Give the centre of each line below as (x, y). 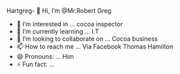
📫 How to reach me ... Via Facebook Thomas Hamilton (95, 46)
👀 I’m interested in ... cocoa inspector (70, 24)
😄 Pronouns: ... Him (45, 56)
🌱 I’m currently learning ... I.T (58, 31)
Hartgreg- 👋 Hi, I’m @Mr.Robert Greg (59, 11)
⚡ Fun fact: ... (35, 64)
